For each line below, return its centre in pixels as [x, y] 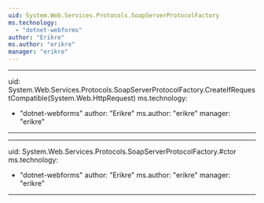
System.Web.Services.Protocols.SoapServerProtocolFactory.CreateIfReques [132, 90]
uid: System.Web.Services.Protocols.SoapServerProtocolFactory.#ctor [123, 151]
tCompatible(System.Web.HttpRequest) [72, 98]
